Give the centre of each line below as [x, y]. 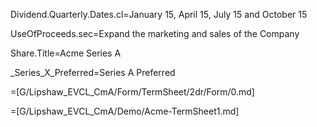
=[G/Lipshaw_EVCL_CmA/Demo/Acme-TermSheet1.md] [125, 111]
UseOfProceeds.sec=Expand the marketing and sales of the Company [155, 33]
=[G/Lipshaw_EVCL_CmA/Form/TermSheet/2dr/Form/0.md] [132, 92]
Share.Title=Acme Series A [66, 53]
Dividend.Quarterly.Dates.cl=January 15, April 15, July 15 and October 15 [159, 14]
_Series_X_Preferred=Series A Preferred [93, 72]
